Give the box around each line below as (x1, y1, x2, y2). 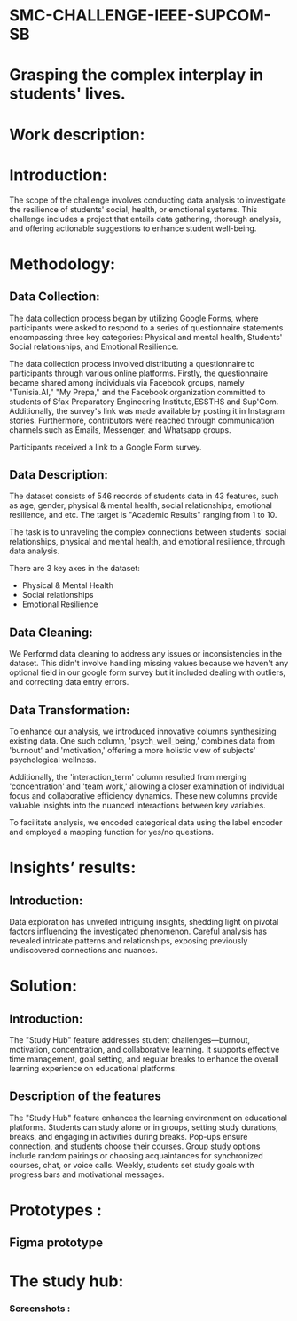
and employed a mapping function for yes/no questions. (9, 826, 215, 837)
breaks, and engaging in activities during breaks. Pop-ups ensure (9, 1131, 248, 1142)
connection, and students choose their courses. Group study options (9, 1141, 261, 1151)
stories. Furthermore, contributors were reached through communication (9, 415, 275, 426)
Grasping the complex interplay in (9, 65, 264, 85)
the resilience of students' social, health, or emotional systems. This (9, 203, 258, 214)
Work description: (9, 124, 145, 145)
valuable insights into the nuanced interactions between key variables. (9, 800, 266, 810)
